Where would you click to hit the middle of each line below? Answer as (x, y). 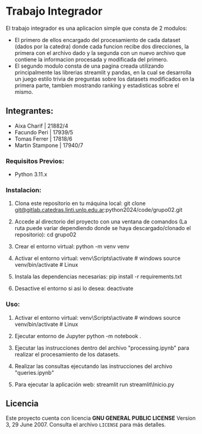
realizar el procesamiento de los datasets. (67, 354)
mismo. (24, 92)
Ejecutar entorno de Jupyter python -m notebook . (78, 336)
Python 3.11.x (31, 175)
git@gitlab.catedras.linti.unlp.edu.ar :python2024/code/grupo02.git (98, 210)
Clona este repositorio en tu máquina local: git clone (80, 203)
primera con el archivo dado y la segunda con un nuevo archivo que (100, 52)
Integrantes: (30, 111)
